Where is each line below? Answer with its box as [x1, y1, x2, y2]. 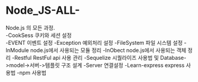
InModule [5, 46, 29, 54]
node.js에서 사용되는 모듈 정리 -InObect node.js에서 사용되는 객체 [30, 46, 187, 54]
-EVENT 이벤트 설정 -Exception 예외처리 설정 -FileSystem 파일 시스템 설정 [5, 39, 183, 46]
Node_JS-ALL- [5, 4, 80, 17]
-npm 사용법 [16, 69, 46, 76]
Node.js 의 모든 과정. [5, 24, 55, 31]
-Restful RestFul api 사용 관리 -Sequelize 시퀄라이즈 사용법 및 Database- [11, 54, 187, 61]
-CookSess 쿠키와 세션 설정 [5, 31, 72, 39]
